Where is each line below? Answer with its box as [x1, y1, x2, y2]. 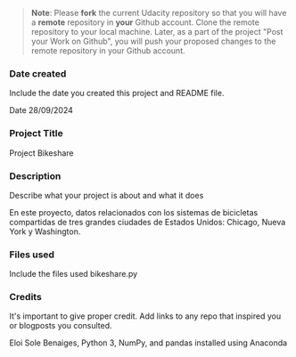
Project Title [9, 127, 64, 140]
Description [9, 169, 62, 182]
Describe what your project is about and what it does [9, 190, 204, 200]
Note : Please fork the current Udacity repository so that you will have [30, 8, 287, 18]
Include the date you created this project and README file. [9, 88, 225, 99]
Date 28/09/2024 [9, 105, 74, 116]
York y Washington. [9, 226, 81, 237]
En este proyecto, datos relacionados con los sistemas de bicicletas [9, 207, 259, 217]
